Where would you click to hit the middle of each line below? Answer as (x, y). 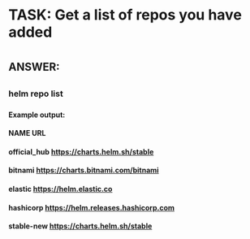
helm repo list (36, 93)
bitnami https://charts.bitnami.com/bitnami (84, 170)
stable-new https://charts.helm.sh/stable (80, 226)
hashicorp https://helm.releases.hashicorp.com (92, 207)
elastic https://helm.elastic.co (60, 189)
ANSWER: (34, 67)
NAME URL (27, 133)
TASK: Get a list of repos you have (125, 15)
